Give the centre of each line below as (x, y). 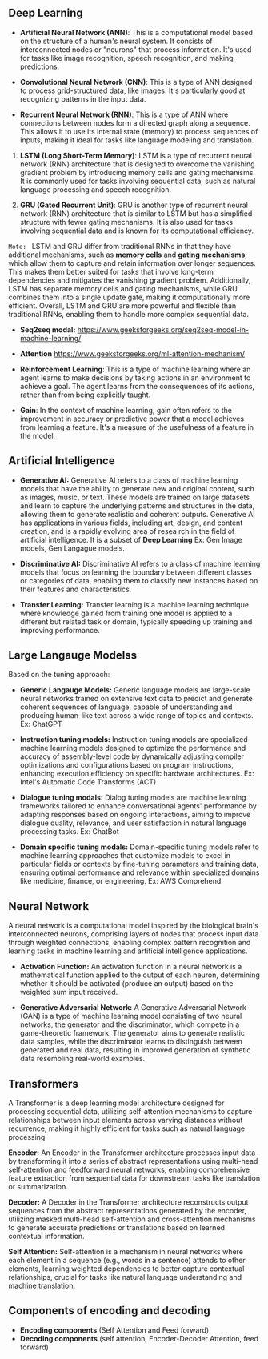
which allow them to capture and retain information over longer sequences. (132, 263)
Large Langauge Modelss (73, 655)
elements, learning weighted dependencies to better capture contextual (126, 1269)
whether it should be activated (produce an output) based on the (126, 984)
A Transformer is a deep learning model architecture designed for (116, 1103)
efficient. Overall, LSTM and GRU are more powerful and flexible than (122, 305)
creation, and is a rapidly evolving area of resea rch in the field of (127, 531)
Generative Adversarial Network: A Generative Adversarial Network (133, 1008)
